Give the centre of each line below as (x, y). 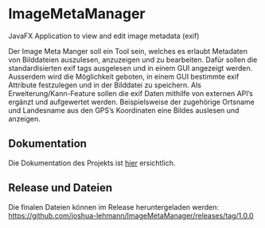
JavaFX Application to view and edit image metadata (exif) (104, 36)
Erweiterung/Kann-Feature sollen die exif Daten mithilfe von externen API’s (131, 93)
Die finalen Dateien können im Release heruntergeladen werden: (113, 207)
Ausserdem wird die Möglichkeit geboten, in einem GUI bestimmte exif (124, 76)
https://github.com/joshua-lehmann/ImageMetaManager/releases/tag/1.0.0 (131, 215)
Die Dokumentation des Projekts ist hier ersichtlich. (92, 163)
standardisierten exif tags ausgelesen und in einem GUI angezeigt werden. (131, 68)
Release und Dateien (60, 188)
